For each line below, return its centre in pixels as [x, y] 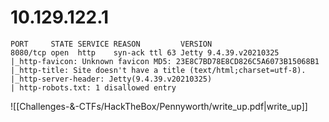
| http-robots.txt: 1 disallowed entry [93, 87]
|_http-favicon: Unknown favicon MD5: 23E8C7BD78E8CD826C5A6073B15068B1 [165, 61]
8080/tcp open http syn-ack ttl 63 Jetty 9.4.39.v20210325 [145, 52]
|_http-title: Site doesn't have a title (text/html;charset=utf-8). [158, 70]
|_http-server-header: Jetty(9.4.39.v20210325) [111, 79]
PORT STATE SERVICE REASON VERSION [111, 44]
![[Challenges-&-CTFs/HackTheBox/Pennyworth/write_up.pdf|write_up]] [159, 106]
